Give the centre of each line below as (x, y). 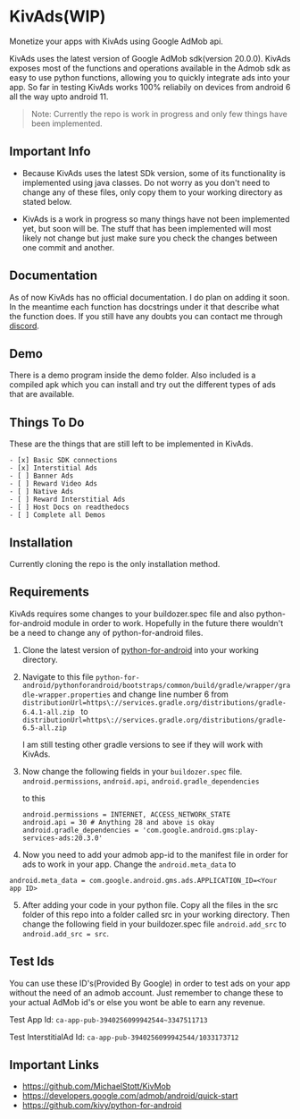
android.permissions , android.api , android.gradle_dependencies (141, 781)
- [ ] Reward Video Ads (54, 484)
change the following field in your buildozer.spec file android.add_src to (154, 924)
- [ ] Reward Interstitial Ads (67, 500)
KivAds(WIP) (58, 17)
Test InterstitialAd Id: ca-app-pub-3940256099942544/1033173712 (124, 1037)
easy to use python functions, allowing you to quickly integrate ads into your (150, 77)
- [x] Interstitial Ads (54, 468)
